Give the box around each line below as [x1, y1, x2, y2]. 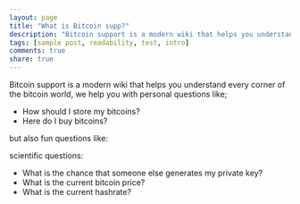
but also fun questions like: [9, 133, 109, 143]
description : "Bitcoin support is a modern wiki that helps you [9, 30, 254, 38]
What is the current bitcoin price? [21, 177, 146, 188]
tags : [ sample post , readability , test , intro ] [9, 38, 190, 47]
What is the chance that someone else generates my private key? [21, 167, 263, 178]
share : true [9, 55, 54, 64]
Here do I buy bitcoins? [21, 115, 108, 126]
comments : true [9, 47, 66, 55]
